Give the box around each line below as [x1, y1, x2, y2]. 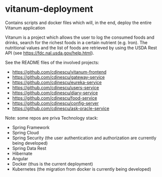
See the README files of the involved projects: [5, 59, 99, 65]
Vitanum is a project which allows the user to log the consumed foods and [5, 34, 155, 40]
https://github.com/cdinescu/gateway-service [12, 74, 105, 80]
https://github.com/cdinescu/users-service [12, 84, 99, 90]
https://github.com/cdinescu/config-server [12, 100, 99, 106]
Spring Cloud [12, 129, 39, 135]
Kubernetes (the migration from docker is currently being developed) [12, 166, 152, 172]
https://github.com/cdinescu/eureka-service [12, 79, 102, 85]
